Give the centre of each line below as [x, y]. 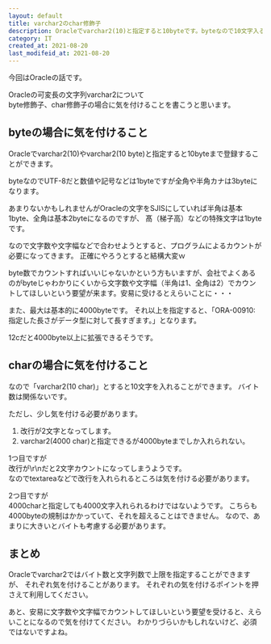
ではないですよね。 [40, 632]
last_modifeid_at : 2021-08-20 [59, 53]
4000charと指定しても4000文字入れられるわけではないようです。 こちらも [133, 505]
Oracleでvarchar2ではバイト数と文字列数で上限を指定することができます [130, 575]
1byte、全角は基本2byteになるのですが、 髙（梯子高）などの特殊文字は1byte [135, 218]
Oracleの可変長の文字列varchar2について [77, 95]
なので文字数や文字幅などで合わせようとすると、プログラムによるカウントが [135, 245]
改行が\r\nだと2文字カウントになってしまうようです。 [98, 468]
